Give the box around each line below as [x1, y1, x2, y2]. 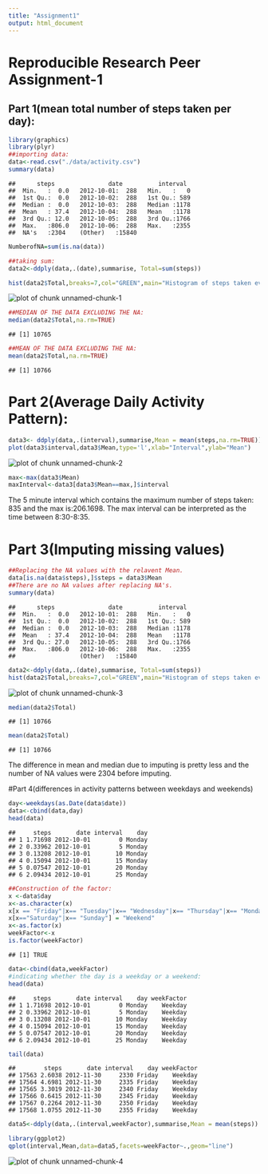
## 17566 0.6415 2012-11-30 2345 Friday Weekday [8, 1093, 198, 1101]
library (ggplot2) [8, 1135, 66, 1143]
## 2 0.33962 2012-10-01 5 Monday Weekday [8, 1008, 187, 1016]
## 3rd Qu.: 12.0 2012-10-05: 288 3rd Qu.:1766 [8, 215, 191, 223]
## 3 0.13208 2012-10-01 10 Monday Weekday [8, 1015, 187, 1023]
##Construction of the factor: [8, 884, 112, 892]
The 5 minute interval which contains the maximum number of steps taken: [8, 496, 254, 505]
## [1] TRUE [8, 951, 48, 959]
